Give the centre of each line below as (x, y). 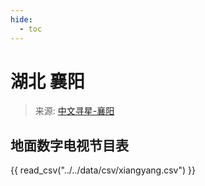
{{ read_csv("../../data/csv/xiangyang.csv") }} (103, 170)
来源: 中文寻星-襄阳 (74, 111)
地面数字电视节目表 (69, 145)
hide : (21, 19)
